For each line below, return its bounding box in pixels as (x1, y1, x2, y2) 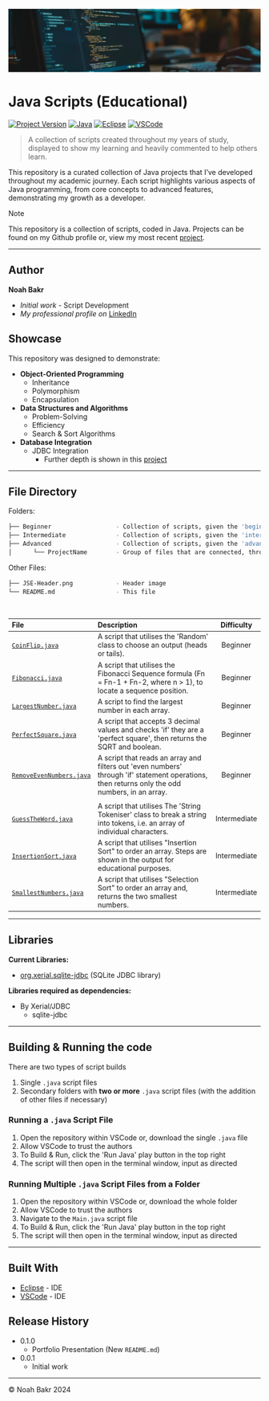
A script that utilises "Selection (97, 874, 199, 884)
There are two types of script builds (8, 1061, 126, 1072)
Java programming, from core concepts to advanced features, (8, 184, 214, 193)
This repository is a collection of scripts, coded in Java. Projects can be (8, 224, 244, 234)
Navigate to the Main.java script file (19, 1214, 138, 1224)
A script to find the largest (97, 696, 183, 707)
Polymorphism (31, 386, 80, 396)
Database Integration (19, 437, 92, 446)
